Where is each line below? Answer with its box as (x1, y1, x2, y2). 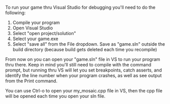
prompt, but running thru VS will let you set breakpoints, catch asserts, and (5, 67, 162, 73)
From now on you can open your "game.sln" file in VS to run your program (5, 56, 161, 62)
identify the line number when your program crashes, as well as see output (5, 73, 162, 78)
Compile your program (12, 20, 60, 25)
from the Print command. (5, 78, 57, 84)
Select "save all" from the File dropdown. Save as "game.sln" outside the (12, 41, 165, 47)
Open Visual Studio (12, 25, 53, 31)
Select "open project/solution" (12, 30, 76, 36)
